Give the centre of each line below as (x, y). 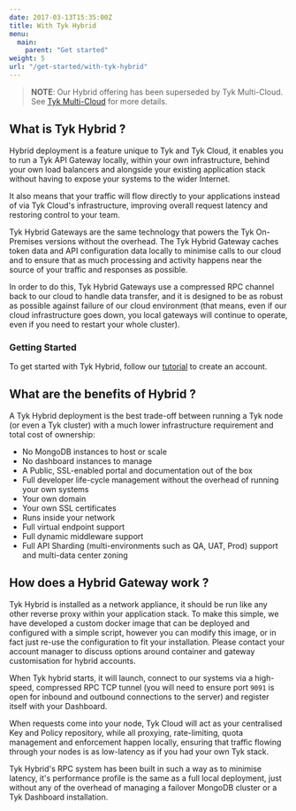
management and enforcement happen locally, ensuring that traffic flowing (145, 742)
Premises (26, 241)
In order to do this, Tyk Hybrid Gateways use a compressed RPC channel (142, 286)
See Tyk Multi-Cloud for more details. (99, 101)
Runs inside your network (68, 517)
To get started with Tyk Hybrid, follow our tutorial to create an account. (138, 366)
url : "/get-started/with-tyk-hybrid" (79, 67)
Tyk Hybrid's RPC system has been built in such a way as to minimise (136, 769)
